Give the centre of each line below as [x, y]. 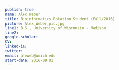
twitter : [14, 51]
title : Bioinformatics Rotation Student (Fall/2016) [60, 19]
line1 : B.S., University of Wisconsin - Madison [56, 28]
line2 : [12, 33]
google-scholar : [22, 37]
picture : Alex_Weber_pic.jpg [35, 23]
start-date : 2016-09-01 [29, 60]
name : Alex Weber [23, 14]
